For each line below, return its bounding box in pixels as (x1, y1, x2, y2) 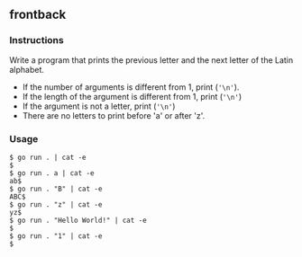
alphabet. (9, 64, 45, 75)
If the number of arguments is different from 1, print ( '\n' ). (22, 81, 240, 93)
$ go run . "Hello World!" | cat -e (9, 216, 147, 225)
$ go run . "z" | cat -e (9, 199, 103, 209)
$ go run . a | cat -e (9, 168, 95, 178)
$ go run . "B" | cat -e (9, 184, 103, 193)
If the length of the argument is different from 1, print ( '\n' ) (22, 91, 243, 102)
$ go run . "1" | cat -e (9, 231, 103, 241)
